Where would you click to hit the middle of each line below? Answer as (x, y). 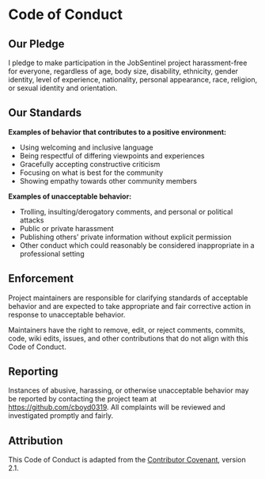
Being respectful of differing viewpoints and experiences (112, 155)
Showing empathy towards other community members (108, 181)
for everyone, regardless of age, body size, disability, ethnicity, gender (123, 71)
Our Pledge (36, 44)
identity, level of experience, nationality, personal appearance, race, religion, (133, 80)
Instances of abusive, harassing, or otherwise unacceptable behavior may (129, 390)
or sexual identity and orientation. (63, 88)
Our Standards (45, 113)
